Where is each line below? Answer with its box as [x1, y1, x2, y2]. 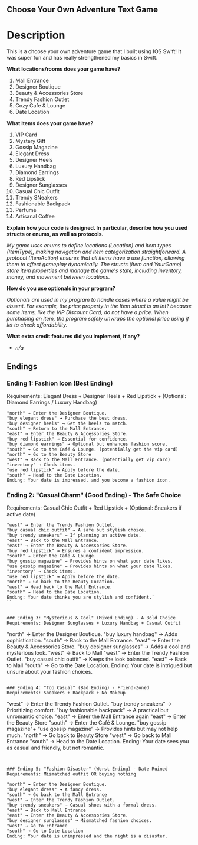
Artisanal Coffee [15, 213, 55, 220]
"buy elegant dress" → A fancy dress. [6, 787, 102, 793]
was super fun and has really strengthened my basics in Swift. [6, 54, 158, 61]
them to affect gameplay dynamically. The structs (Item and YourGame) [6, 261, 182, 268]
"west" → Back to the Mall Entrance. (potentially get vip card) [6, 457, 170, 463]
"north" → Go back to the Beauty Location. [6, 579, 115, 585]
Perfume [15, 207, 37, 214]
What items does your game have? [6, 120, 94, 127]
